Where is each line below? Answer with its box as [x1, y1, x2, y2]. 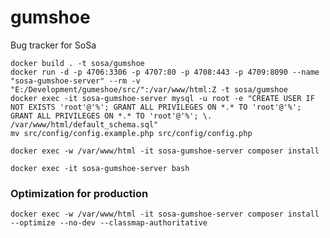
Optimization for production [10, 186, 149, 200]
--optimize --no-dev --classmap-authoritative [10, 218, 208, 228]
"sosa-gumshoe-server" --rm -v [10, 76, 141, 86]
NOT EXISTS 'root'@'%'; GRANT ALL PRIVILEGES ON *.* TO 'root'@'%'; [10, 102, 302, 112]
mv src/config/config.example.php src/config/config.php [10, 128, 253, 138]
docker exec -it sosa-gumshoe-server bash [10, 163, 190, 173]
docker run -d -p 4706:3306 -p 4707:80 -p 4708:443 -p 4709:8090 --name [10, 67, 320, 77]
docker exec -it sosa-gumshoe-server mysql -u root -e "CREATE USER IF [10, 93, 315, 103]
